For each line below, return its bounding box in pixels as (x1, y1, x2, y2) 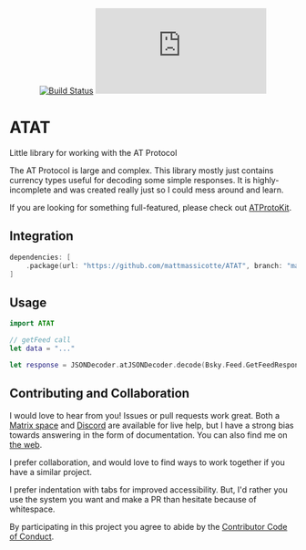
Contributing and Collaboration (9, 386, 189, 401)
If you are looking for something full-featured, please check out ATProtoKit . (9, 202, 292, 213)
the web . (9, 439, 43, 450)
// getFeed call (9, 336, 71, 345)
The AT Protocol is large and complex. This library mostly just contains (9, 164, 274, 176)
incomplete (9, 184, 52, 195)
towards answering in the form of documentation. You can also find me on (9, 429, 288, 441)
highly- (252, 174, 280, 185)
